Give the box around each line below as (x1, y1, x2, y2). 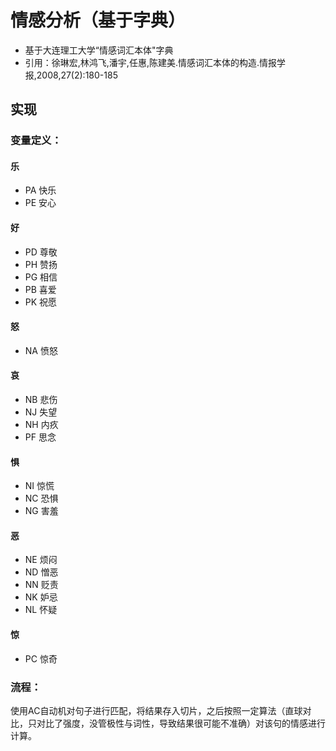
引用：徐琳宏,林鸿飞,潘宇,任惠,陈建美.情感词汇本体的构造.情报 (24, 56, 277, 68)
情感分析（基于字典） (10, 9, 187, 32)
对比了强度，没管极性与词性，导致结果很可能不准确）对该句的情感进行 (36, 717, 326, 729)
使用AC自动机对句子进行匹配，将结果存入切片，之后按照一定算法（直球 (10, 704, 303, 716)
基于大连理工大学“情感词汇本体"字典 (24, 44, 174, 56)
